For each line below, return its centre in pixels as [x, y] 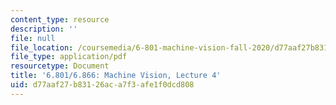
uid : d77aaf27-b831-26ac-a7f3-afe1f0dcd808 [102, 85]
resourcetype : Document [60, 66]
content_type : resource [60, 19]
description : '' [44, 29]
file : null [33, 38]
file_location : [42, 47]
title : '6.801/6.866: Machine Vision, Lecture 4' [116, 76]
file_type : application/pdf [69, 57]
